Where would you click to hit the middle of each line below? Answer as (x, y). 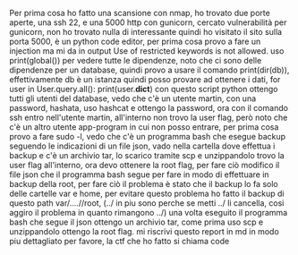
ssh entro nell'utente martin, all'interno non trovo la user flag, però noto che (149, 117)
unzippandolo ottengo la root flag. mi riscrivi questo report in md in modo (144, 231)
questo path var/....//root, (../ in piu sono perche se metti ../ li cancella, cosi (147, 203)
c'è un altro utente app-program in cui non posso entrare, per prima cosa (144, 127)
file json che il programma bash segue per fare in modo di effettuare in (140, 174)
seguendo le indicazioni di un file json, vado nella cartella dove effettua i (142, 146)
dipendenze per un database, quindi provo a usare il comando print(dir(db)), (149, 70)
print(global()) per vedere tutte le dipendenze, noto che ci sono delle (136, 60)
